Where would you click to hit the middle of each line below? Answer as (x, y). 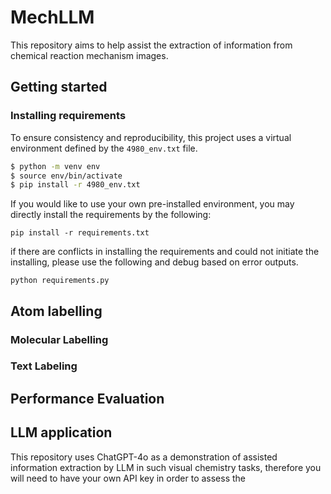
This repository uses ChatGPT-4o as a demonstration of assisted (144, 457)
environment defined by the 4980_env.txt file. (104, 148)
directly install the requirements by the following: (111, 215)
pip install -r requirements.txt (80, 233)
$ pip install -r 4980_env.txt (75, 185)
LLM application (61, 432)
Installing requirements (68, 116)
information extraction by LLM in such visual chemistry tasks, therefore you (166, 467)
